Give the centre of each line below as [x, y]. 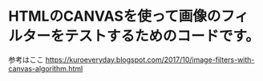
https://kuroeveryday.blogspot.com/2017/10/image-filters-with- [150, 60]
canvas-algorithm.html [46, 68]
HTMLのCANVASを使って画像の [115, 16]
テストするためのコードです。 [162, 36]
